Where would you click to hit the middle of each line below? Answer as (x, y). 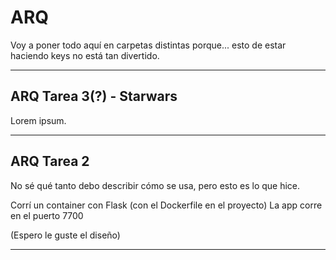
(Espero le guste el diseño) (65, 235)
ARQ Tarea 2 (50, 161)
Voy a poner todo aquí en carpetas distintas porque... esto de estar (148, 45)
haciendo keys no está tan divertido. (85, 55)
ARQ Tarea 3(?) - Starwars (94, 96)
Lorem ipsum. (38, 120)
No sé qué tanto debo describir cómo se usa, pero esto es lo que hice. (155, 185)
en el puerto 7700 (47, 215)
